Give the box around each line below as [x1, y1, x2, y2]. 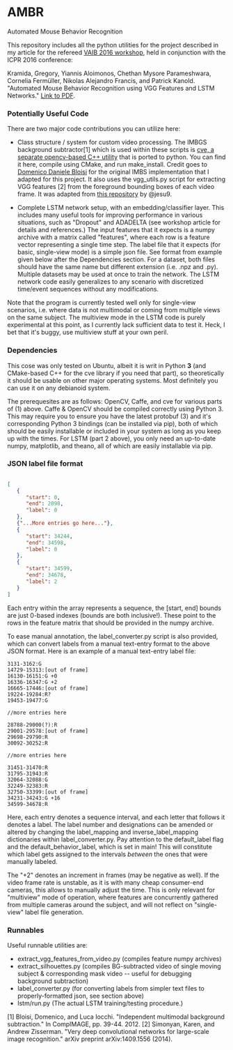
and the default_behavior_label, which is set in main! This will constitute [7, 842, 212, 851]
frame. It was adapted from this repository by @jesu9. [17, 190, 172, 199]
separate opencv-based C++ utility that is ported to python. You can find [17, 153, 226, 161]
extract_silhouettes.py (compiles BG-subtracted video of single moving [17, 961, 221, 970]
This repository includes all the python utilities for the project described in [7, 40, 219, 49]
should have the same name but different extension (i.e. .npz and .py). [17, 263, 218, 271]
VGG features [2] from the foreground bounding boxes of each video [17, 183, 215, 191]
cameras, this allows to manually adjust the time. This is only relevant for [7, 885, 216, 894]
